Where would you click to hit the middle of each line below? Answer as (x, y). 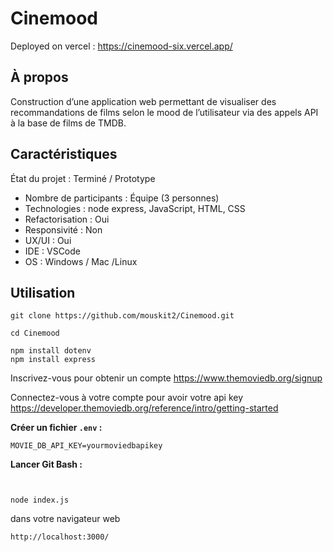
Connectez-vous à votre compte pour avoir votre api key (127, 398)
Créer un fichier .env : (56, 428)
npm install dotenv (51, 351)
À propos (39, 77)
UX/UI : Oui (48, 240)
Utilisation (43, 292)
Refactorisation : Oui (67, 219)
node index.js (40, 500)
